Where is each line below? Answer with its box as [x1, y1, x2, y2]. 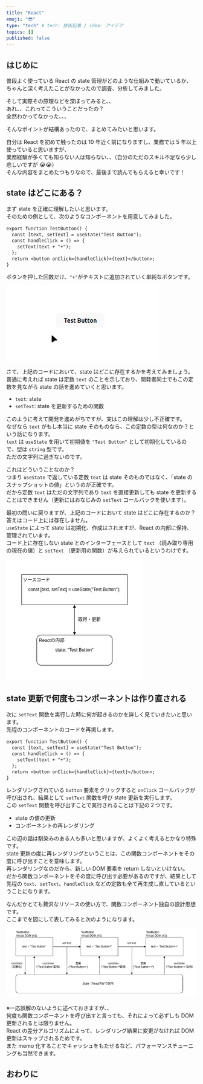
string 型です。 [28, 445, 68, 453]
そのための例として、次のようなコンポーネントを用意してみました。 [6, 212, 175, 220]
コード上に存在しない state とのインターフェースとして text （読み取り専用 [6, 539, 193, 547]
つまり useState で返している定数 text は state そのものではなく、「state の [6, 473, 193, 481]
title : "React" [6, 10, 45, 16]
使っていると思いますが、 [6, 146, 70, 153]
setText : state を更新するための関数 [14, 402, 105, 409]
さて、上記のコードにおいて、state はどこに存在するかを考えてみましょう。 [6, 368, 193, 375]
